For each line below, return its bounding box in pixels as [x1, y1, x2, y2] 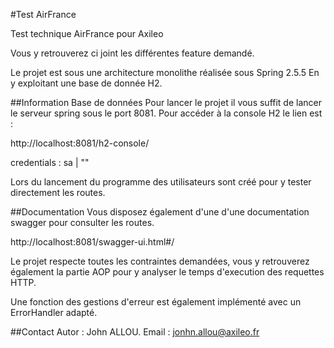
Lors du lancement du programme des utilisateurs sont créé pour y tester [10, 176, 312, 188]
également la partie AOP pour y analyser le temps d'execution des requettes [10, 266, 325, 278]
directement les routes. [10, 187, 106, 198]
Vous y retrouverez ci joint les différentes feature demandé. [10, 47, 255, 59]
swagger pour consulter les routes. [10, 217, 155, 228]
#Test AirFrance [10, 9, 77, 20]
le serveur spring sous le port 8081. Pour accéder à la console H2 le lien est [10, 107, 323, 119]
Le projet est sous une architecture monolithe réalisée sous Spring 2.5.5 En [10, 67, 320, 78]
